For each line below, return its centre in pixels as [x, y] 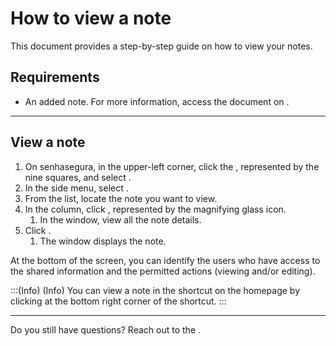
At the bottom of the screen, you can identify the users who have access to [165, 260]
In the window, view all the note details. [120, 219]
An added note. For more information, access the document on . [157, 101]
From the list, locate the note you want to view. [121, 198]
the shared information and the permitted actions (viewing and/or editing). [163, 271]
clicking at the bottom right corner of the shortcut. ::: [118, 301]
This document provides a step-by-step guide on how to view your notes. [161, 46]
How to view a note [91, 18]
